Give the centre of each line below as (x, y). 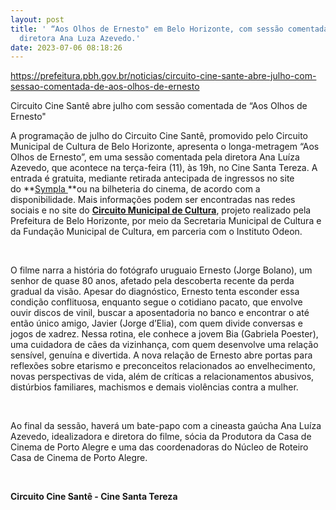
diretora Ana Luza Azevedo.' (80, 38)
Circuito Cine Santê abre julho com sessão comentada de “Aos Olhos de (159, 106)
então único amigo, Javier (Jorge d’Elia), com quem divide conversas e (156, 323)
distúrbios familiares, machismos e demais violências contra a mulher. (154, 387)
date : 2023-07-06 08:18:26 (66, 47)
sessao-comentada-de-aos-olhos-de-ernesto (105, 87)
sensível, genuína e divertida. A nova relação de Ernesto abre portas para (161, 355)
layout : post (37, 19)
